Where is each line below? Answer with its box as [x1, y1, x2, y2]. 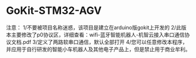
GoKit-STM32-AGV [6, 4, 102, 17]
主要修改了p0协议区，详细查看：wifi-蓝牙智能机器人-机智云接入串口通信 [11, 31, 185, 38]
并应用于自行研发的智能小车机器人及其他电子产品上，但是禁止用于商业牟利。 [6, 45, 191, 53]
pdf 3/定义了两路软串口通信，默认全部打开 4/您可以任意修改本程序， [23, 38, 188, 45]
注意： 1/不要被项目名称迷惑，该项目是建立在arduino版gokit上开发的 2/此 [6, 24, 181, 31]
